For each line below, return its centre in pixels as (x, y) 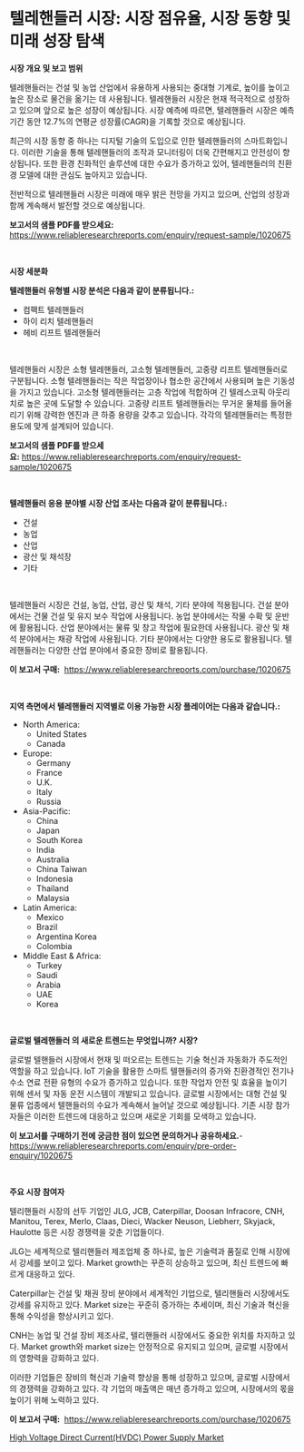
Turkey (49, 965)
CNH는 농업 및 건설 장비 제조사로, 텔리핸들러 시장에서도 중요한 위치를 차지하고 (147, 1335)
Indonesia (54, 878)
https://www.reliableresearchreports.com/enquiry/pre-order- (123, 1145)
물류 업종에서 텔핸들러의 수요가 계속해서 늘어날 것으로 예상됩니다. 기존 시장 (142, 1104)
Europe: (37, 753)
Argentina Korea (66, 937)
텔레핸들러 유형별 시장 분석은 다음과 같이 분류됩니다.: (102, 290)
